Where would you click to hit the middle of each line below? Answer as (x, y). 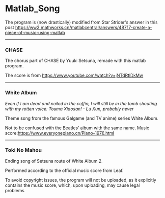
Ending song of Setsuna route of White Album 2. (54, 161)
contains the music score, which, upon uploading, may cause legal (72, 185)
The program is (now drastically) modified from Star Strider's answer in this (82, 22)
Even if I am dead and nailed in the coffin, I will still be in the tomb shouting (81, 103)
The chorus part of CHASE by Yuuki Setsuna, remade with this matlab (76, 61)
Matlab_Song (33, 9)
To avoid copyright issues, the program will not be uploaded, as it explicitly (81, 180)
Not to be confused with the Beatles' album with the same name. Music (77, 128)
